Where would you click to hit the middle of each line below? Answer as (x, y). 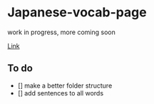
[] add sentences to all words (61, 93)
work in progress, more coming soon (61, 32)
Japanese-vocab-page (77, 12)
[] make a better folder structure (65, 85)
